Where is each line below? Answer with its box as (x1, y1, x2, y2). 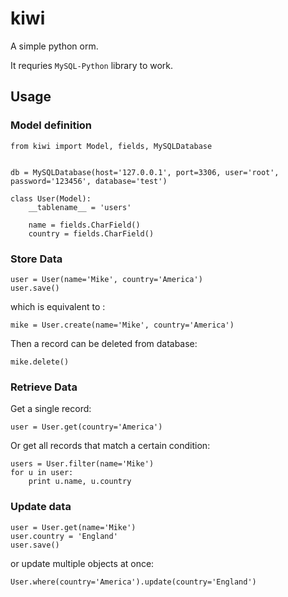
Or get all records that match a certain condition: (10, 440, 211, 452)
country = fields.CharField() (28, 228, 155, 239)
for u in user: (10, 468, 74, 478)
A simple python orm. (10, 40, 99, 52)
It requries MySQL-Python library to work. (10, 59, 174, 71)
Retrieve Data (10, 380, 78, 394)
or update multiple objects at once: (10, 557, 155, 569)
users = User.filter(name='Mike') (10, 459, 155, 469)
